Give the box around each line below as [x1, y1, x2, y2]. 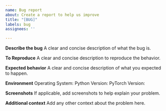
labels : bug [5, 21, 31, 27]
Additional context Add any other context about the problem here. [5, 100, 146, 106]
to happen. [5, 70, 28, 77]
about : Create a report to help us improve [5, 12, 100, 17]
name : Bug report [5, 7, 42, 13]
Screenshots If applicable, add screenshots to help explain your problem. [5, 90, 160, 96]
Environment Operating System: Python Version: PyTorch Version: [5, 80, 146, 86]
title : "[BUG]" [5, 17, 38, 22]
